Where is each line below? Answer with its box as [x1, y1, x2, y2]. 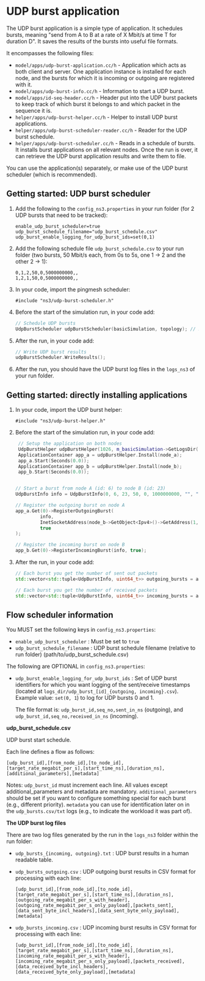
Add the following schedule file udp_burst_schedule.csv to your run [15, 244, 184, 252]
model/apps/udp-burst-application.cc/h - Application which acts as [15, 61, 187, 69]
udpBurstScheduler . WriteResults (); [15, 354, 106, 361]
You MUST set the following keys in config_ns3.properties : [6, 626, 156, 634]
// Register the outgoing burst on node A [15, 502, 125, 509]
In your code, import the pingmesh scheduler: [15, 286, 131, 293]
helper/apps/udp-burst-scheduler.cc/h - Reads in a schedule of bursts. [15, 139, 196, 146]
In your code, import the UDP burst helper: [15, 406, 123, 414]
